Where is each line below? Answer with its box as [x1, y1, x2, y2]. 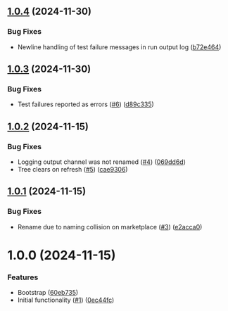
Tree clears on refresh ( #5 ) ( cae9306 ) [17, 165, 128, 174]
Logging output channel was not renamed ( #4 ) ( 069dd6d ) [17, 158, 186, 166]
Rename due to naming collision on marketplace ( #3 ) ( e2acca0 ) [17, 222, 203, 231]
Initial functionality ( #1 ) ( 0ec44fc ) [17, 296, 115, 305]
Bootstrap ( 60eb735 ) [17, 288, 79, 297]
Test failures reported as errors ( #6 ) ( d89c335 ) [17, 100, 155, 108]
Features [7, 272, 39, 282]
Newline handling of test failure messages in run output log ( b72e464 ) [17, 42, 222, 51]
